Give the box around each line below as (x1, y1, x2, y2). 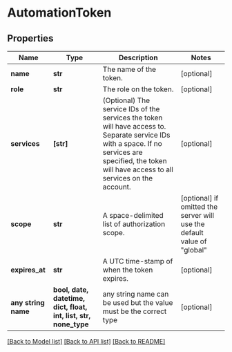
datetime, (52, 294, 85, 303)
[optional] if (180, 194, 219, 203)
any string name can (102, 289, 169, 299)
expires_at (10, 265, 46, 275)
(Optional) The (102, 95, 151, 105)
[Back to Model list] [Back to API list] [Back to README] (7, 337, 166, 345)
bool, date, (52, 285, 89, 295)
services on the (102, 174, 153, 183)
